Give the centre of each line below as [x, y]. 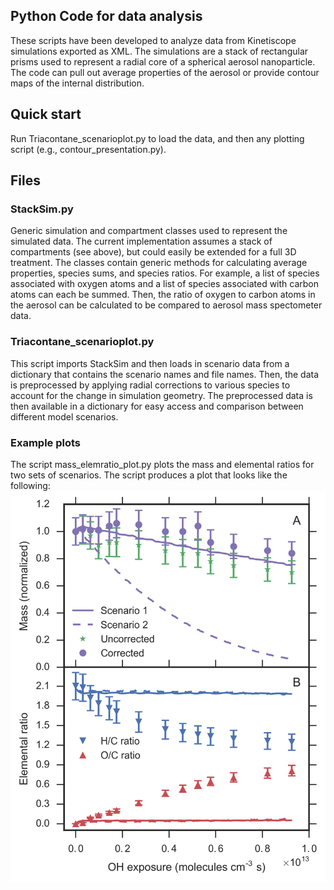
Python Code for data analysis [106, 16]
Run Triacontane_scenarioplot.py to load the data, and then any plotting [157, 138]
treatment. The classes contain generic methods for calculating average [159, 263]
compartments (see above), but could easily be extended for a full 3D [153, 252]
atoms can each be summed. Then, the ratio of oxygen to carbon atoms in [163, 295]
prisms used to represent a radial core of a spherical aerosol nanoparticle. [163, 61]
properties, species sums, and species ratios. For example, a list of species [165, 273]
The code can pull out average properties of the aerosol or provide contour [165, 72]
